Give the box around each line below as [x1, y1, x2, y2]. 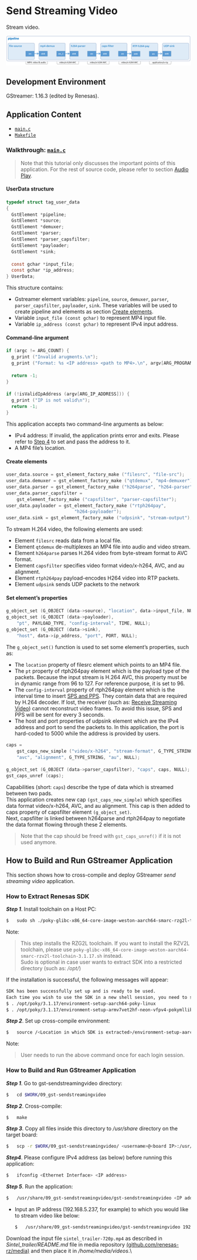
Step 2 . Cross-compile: [6, 1102, 63, 1109]
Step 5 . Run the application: [6, 1183, 73, 1190]
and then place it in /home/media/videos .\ [30, 1247, 132, 1254]
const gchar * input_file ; [11, 261, 75, 267]
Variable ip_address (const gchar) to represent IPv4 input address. [14, 320, 178, 327]
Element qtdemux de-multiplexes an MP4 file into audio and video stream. [14, 543, 191, 550]
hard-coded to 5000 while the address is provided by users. [14, 730, 160, 737]
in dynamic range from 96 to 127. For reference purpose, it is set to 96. [14, 680, 185, 687]
